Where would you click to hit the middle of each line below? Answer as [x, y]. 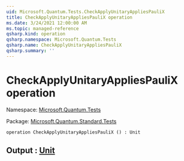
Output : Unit [31, 151]
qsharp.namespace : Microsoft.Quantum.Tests [61, 40]
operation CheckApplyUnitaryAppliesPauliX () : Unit [73, 132]
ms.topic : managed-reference [43, 28]
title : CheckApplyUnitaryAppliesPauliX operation [70, 17]
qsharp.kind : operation [36, 34]
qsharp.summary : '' [31, 51]
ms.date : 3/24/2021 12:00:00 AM [46, 23]
